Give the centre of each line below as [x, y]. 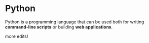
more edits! [17, 36]
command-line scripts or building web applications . [59, 27]
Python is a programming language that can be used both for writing [75, 22]
